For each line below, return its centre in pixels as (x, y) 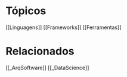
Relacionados (40, 51)
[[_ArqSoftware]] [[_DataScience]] (47, 68)
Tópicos (26, 11)
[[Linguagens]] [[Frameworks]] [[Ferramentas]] (63, 27)
